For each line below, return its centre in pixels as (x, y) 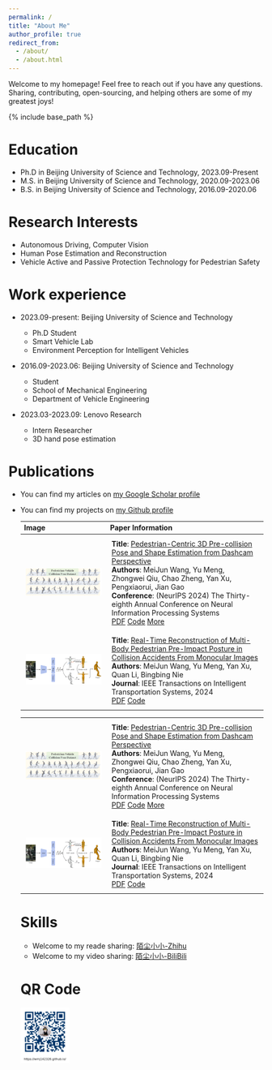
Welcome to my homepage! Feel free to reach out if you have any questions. (136, 84)
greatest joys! (31, 101)
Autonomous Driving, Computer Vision (84, 244)
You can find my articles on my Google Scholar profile (110, 494)
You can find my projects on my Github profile (97, 509)
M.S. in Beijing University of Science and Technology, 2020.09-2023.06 (140, 180)
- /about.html (39, 60)
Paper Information (141, 528)
